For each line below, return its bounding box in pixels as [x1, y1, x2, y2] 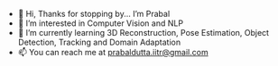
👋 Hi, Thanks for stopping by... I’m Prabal [17, 9, 171, 19]
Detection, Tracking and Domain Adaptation [17, 37, 181, 47]
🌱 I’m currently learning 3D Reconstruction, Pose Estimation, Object [17, 28, 269, 37]
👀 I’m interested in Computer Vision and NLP [17, 18, 183, 29]
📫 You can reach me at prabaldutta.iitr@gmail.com [17, 47, 209, 57]
